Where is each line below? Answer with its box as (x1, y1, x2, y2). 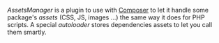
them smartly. (7, 28, 47, 36)
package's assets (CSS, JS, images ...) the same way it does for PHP (7, 13, 205, 21)
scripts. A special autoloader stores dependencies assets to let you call (7, 21, 213, 28)
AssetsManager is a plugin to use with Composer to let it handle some (7, 6, 209, 14)
